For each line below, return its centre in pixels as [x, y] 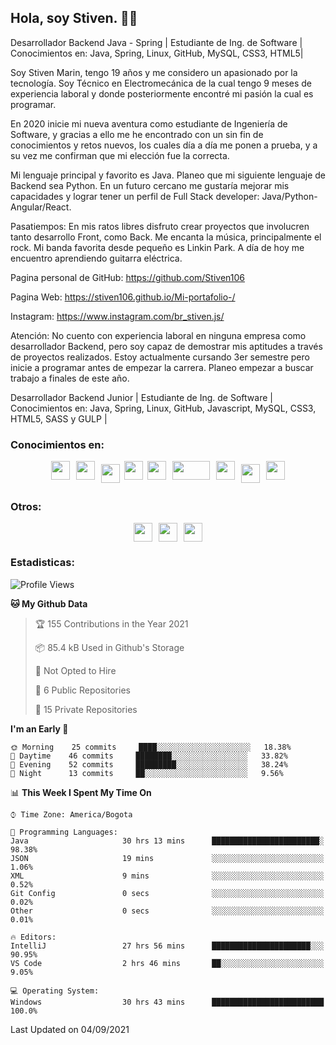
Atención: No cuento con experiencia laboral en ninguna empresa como [158, 335]
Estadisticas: [42, 563]
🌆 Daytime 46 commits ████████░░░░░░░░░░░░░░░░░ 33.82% [149, 756]
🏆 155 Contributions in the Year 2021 [111, 623]
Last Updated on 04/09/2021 [70, 1029]
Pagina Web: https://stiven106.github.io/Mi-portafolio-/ [123, 297]
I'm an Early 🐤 [39, 728]
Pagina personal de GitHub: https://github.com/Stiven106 [128, 277]
